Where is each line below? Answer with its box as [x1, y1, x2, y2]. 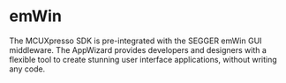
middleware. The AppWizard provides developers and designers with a [9, 44, 267, 55]
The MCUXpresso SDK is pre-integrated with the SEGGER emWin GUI [9, 35, 262, 46]
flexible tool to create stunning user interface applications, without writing [9, 54, 278, 64]
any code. [9, 64, 46, 74]
